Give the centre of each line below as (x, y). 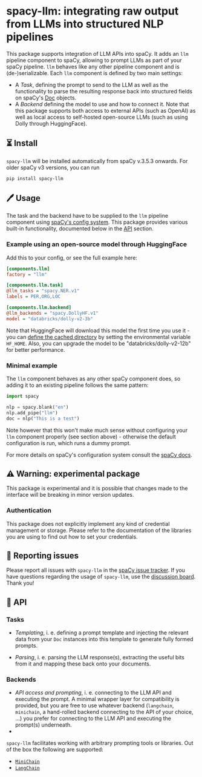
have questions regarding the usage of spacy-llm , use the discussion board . (101, 577)
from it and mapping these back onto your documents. (83, 664)
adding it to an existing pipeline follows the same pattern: (77, 385)
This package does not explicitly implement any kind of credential (88, 523)
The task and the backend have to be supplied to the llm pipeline (87, 216)
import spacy (23, 396)
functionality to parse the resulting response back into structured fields (103, 91)
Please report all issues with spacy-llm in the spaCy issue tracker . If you (96, 570)
